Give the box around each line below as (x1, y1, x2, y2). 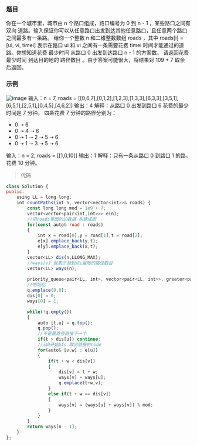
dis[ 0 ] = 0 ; (27, 293, 57, 299)
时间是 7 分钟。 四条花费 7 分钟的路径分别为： (6, 109, 117, 116)
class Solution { (6, 184, 49, 189)
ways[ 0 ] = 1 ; (27, 298, 59, 304)
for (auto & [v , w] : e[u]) (37, 347, 98, 353)
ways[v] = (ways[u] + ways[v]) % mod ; (58, 402, 154, 408)
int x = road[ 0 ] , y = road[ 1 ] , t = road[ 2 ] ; (37, 232, 143, 239)
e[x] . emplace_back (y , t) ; (37, 238, 98, 244)
